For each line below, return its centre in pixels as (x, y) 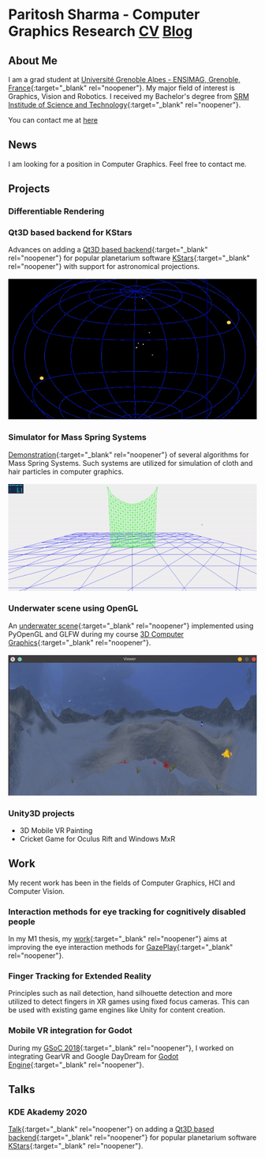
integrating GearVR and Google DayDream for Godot (93, 1056)
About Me (33, 61)
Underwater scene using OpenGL (73, 608)
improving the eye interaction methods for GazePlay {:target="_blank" (121, 948)
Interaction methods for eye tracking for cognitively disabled (127, 911)
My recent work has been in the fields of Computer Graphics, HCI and (121, 883)
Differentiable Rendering (56, 211)
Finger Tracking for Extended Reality (80, 976)
